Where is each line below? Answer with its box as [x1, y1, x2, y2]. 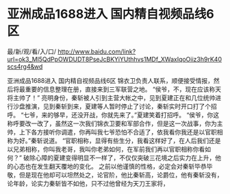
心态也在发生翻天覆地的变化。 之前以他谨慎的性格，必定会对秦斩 [12, 162, 195, 170]
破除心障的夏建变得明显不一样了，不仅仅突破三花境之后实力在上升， [23, 154, 216, 162]
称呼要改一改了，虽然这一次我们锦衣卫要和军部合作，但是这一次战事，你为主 [7, 119, 223, 128]
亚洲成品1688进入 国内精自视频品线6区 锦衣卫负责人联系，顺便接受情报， [7, 76, 214, 84]
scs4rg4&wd [7, 62, 43, 71]
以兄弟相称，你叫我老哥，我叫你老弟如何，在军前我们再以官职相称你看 [7, 145, 205, 153]
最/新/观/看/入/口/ [7, 47, 57, 56]
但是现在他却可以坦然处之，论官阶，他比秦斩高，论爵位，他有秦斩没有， [18, 171, 223, 179]
